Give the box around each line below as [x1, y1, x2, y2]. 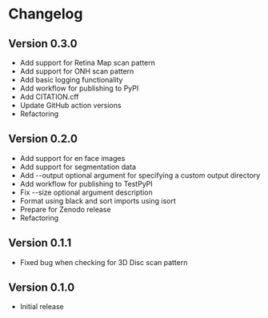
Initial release [19, 302, 64, 312]
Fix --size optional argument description [19, 187, 154, 197]
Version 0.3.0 [8, 37, 78, 50]
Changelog [8, 5, 83, 23]
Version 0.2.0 [8, 132, 78, 146]
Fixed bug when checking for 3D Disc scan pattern [19, 257, 188, 267]
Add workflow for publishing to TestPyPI [19, 179, 154, 188]
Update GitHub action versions [19, 101, 122, 110]
